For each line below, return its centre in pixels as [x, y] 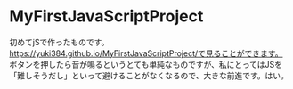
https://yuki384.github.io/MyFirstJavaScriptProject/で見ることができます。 [146, 53]
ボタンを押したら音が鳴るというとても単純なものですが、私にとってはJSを [146, 64]
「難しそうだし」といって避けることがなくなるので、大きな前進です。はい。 [149, 75]
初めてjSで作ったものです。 [59, 42]
